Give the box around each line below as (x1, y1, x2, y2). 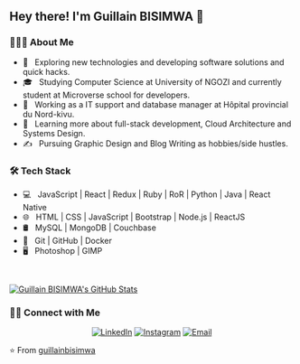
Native (22, 201, 47, 212)
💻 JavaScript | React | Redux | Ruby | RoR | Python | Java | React (22, 189, 271, 200)
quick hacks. (22, 66, 70, 77)
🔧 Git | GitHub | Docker (22, 235, 113, 246)
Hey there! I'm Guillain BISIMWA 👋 (9, 9, 205, 24)
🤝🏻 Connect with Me (9, 306, 101, 319)
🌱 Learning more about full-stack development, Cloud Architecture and (22, 118, 292, 129)
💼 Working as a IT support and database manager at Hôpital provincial (22, 98, 289, 109)
